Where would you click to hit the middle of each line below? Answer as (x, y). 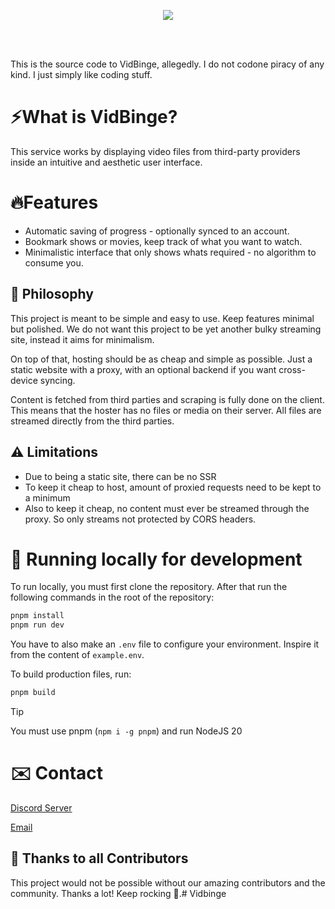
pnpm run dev (37, 625)
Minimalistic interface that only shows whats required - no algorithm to (170, 252)
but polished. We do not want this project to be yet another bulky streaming (166, 329)
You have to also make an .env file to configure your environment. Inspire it (165, 644)
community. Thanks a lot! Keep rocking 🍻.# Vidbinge (118, 893)
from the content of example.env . (77, 655)
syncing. (57, 380)
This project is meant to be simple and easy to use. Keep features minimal (162, 318)
